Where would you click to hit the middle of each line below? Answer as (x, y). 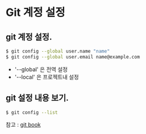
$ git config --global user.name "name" (58, 51)
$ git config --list (32, 112)
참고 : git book (23, 125)
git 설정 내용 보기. (37, 98)
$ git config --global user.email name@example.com (73, 57)
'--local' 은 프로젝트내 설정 (47, 77)
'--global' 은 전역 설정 (41, 69)
